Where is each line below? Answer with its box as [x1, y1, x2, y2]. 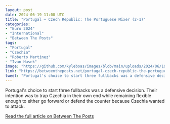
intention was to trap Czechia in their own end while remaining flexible [5, 92, 152, 99]
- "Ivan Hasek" [5, 59, 37, 64]
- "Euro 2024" [5, 26, 35, 31]
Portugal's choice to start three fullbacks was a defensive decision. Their [5, 87, 158, 93]
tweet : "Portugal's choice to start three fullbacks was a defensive [5, 73, 155, 78]
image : [5, 64, 19, 69]
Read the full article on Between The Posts [5, 113, 94, 119]
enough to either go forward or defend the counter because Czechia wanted [5, 98, 165, 104]
